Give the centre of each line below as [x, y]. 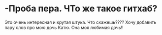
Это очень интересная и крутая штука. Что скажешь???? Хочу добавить [81, 22]
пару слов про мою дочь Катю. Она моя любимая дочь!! [64, 27]
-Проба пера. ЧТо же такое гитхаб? [81, 9]
